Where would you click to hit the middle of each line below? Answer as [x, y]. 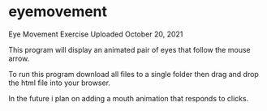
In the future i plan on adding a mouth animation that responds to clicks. [129, 98]
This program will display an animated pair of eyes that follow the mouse [129, 49]
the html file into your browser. [60, 83]
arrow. [19, 58]
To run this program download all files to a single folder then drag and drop [134, 74]
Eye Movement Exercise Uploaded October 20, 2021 [96, 34]
